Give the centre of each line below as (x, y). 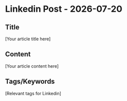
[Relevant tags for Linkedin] (33, 93)
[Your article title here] (28, 39)
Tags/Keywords (30, 82)
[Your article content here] (32, 66)
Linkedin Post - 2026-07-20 (64, 9)
